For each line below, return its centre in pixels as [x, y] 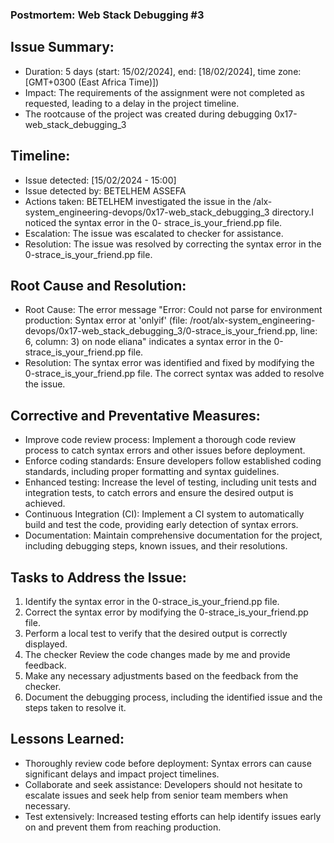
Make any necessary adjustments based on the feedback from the [161, 675]
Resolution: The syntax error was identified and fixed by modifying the [169, 363]
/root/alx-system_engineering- [252, 320]
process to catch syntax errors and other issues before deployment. [165, 450]
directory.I [292, 212]
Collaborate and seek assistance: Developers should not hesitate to [163, 784]
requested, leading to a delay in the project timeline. [132, 103]
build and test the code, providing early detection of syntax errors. [161, 525]
